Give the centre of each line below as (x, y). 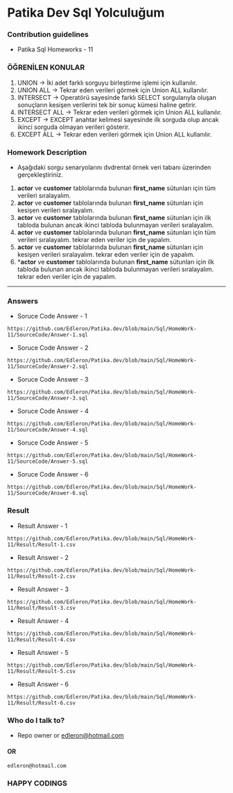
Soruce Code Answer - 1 (52, 316)
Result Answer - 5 (43, 652)
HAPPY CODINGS (37, 783)
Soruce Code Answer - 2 (53, 348)
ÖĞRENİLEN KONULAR (46, 67)
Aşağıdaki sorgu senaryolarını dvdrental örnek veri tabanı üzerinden (114, 167)
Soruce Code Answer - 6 (53, 475)
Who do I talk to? (36, 720)
